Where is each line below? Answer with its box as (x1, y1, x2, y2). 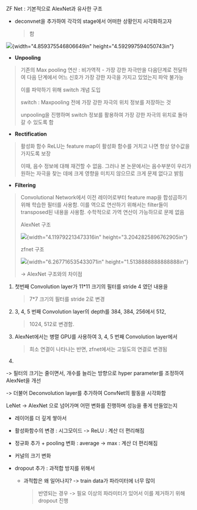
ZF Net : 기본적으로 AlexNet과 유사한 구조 (6, 5, 103, 12)
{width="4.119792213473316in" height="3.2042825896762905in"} (26, 233, 188, 241)
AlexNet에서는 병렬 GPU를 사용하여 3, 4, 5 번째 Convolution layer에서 (14, 333, 178, 340)
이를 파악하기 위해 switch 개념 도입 (20, 86, 101, 93)
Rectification (14, 130, 47, 137)
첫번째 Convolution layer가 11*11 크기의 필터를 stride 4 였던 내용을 (14, 283, 168, 290)
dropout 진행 (38, 497, 69, 504)
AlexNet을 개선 (6, 377, 41, 384)
